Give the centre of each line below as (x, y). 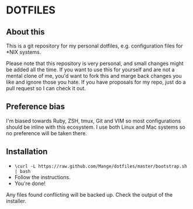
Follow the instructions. (43, 177)
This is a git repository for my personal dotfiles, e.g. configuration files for (94, 46)
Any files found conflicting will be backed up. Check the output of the (90, 194)
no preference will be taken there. (47, 133)
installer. (16, 201)
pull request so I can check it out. (46, 88)
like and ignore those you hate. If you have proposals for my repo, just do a (96, 82)
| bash (22, 171)
